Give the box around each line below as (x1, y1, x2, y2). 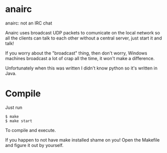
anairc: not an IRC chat (5, 20, 53, 26)
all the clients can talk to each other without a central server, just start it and (5, 35, 162, 41)
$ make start (5, 118, 33, 123)
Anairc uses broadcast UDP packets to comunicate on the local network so (5, 29, 160, 35)
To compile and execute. (5, 127, 56, 133)
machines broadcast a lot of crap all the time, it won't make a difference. (5, 55, 155, 61)
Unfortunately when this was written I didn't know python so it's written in (5, 65, 158, 71)
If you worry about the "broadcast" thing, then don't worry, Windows (5, 50, 147, 56)
